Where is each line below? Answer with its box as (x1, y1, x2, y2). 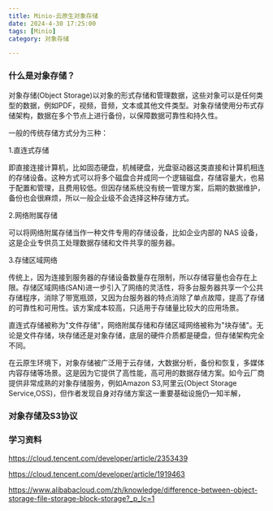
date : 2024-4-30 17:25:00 (8, 20, 96, 28)
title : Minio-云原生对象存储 (8, 11, 99, 20)
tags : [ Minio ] (8, 27, 57, 35)
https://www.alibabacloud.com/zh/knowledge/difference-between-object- (8, 485, 258, 495)
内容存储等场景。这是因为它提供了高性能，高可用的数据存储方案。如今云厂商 (8, 368, 265, 378)
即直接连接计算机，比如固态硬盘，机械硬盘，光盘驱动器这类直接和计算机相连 (8, 162, 265, 172)
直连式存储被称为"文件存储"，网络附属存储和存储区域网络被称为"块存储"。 (8, 320, 258, 330)
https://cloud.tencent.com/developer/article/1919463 (8, 469, 185, 478)
